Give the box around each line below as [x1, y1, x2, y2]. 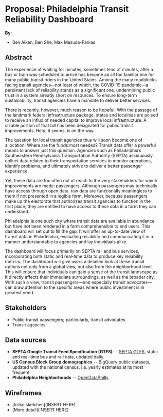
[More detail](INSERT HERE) [12, 407, 69, 413]
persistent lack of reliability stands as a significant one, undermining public [5, 87, 155, 93]
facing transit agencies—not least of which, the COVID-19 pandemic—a [5, 82, 148, 88]
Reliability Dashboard [5, 14, 94, 25]
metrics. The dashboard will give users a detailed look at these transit [5, 258, 145, 264]
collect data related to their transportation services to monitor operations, [5, 157, 152, 164]
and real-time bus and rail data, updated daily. [12, 354, 105, 360]
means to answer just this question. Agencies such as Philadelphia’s [5, 147, 142, 153]
